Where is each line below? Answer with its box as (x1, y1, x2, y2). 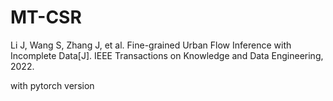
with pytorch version (10, 79, 95, 91)
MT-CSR (10, 6, 82, 29)
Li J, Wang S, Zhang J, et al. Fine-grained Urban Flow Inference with (10, 39, 292, 51)
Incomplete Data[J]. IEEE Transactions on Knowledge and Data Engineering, (10, 49, 324, 61)
